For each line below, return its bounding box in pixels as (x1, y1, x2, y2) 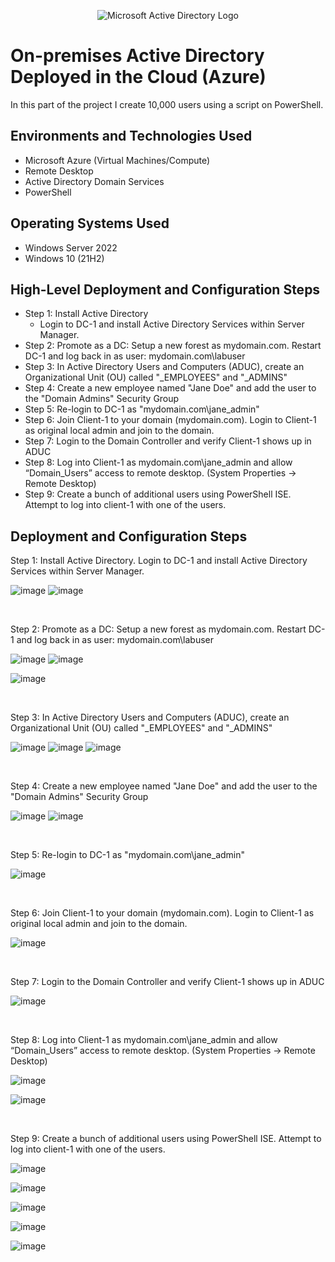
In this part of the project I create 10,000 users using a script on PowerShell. (10, 98, 324, 110)
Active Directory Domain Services (24, 175, 165, 187)
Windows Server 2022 (24, 241, 118, 254)
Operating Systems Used (10, 215, 170, 232)
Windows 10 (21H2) (24, 252, 105, 264)
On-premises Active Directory (10, 45, 265, 67)
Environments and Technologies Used (10, 128, 253, 145)
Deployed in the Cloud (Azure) (10, 66, 267, 89)
